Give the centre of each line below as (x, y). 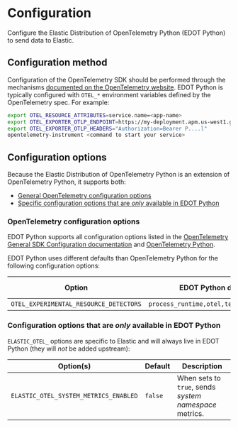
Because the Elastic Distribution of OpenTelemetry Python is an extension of (119, 175)
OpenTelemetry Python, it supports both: (67, 182)
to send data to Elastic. (41, 40)
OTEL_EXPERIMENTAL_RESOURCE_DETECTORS (76, 304)
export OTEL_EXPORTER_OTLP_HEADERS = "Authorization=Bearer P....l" (107, 128)
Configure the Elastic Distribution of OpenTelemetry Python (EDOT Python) (117, 33)
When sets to (199, 378)
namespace (197, 405)
